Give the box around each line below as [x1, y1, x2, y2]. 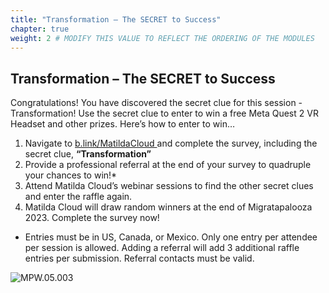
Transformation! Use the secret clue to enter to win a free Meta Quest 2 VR [10, 107, 319, 120]
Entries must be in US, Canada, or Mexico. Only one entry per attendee [24, 231, 318, 243]
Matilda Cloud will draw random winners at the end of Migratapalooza [24, 201, 313, 213]
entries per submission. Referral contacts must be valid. [24, 252, 255, 265]
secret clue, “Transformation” [24, 148, 152, 160]
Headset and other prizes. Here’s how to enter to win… [10, 118, 236, 130]
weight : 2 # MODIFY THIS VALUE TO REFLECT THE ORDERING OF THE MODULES [10, 33, 315, 43]
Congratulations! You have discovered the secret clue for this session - [10, 97, 303, 109]
